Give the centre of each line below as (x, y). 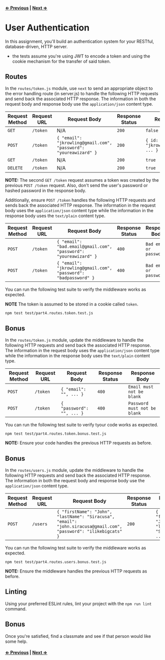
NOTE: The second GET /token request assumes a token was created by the (82, 180)
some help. (16, 641)
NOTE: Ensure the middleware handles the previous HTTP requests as (76, 571)
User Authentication (47, 27)
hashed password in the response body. (46, 191)
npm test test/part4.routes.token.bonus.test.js (56, 434)
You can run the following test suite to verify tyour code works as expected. (82, 425)
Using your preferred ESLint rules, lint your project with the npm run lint (78, 604)
